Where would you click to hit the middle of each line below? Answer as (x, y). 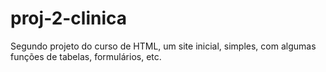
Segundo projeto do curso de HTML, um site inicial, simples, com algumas (163, 46)
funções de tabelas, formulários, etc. (86, 56)
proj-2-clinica (69, 18)
